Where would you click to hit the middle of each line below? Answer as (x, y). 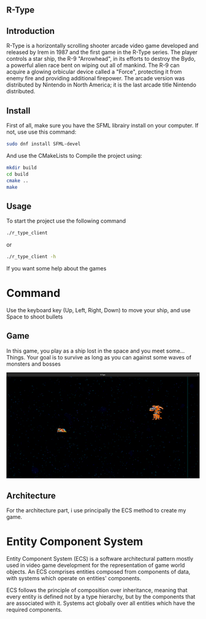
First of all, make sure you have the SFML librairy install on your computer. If (102, 126)
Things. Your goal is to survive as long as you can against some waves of (99, 357)
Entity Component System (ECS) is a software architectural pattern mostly (100, 559)
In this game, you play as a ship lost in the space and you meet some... (96, 351)
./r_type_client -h (31, 257)
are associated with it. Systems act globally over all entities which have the (101, 603)
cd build (17, 174)
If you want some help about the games (56, 268)
